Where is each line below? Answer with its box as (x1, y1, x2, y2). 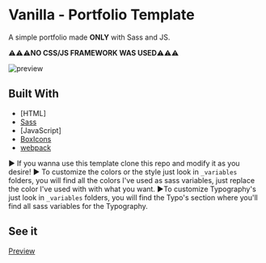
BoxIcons (19, 134, 52, 144)
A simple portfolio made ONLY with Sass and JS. (8, 32, 171, 42)
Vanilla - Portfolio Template (8, 6, 196, 24)
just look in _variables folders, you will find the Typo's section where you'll (8, 192, 259, 202)
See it (8, 224, 38, 239)
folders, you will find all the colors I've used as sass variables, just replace (8, 175, 255, 185)
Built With (8, 87, 59, 101)
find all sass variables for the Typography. (8, 201, 148, 211)
